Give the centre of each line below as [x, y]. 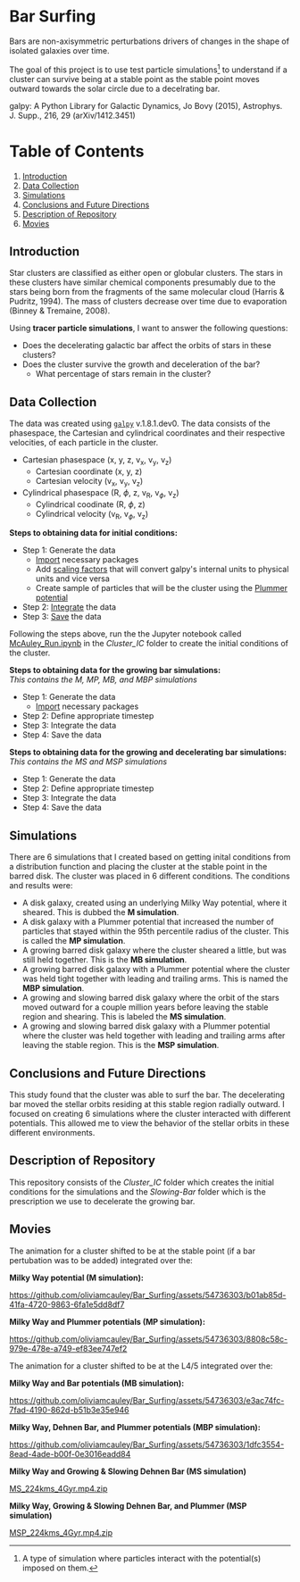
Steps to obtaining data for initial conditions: [94, 533]
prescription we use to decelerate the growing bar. [102, 1201]
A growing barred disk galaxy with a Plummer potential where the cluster [156, 970]
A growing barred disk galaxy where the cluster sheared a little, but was [154, 950]
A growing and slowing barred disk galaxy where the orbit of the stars [150, 998]
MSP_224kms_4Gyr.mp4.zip [61, 1532]
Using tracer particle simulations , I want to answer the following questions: [149, 329]
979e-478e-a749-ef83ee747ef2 [68, 1348]
